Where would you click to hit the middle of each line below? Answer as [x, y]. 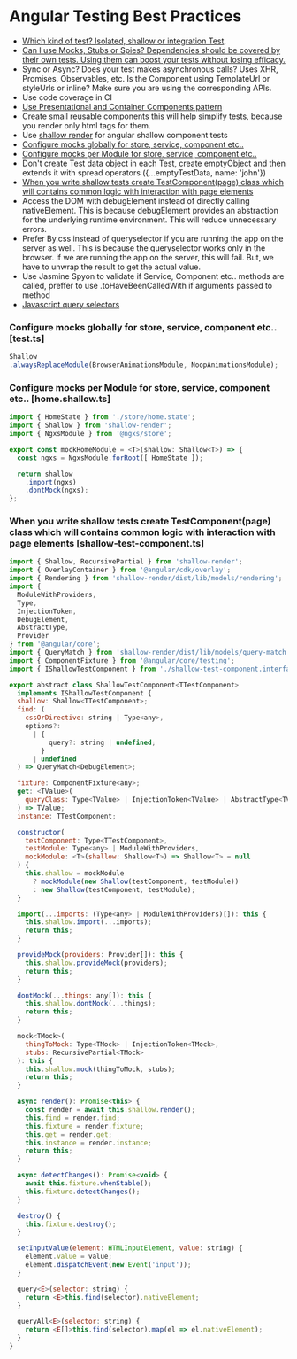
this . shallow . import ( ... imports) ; [88, 922]
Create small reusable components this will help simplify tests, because [152, 116]
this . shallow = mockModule [75, 874]
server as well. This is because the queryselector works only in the [144, 248]
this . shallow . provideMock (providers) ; [96, 963]
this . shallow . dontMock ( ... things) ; [91, 1004]
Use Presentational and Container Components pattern [122, 106]
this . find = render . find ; [73, 1118]
